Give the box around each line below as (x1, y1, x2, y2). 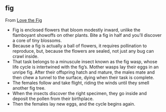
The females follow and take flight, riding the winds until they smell (12, 80, 150, 86)
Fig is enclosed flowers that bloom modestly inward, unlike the (12, 27, 141, 33)
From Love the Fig (5, 17, 42, 23)
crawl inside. (12, 53, 39, 59)
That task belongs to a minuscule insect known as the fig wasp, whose (12, 58, 158, 64)
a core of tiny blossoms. (12, 37, 62, 43)
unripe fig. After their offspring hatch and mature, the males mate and (12, 69, 155, 75)
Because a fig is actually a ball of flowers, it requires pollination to (12, 42, 147, 49)
